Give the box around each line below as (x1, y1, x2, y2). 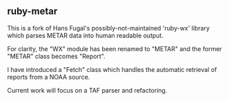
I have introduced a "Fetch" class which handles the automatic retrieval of (7, 65, 217, 73)
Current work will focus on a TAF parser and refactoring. (7, 86, 168, 94)
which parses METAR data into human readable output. (7, 31, 164, 39)
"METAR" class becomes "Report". (7, 52, 106, 60)
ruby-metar (7, 6, 58, 17)
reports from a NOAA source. (7, 73, 90, 81)
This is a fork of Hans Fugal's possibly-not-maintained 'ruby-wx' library (7, 24, 210, 32)
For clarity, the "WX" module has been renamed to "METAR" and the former (7, 44, 222, 53)
